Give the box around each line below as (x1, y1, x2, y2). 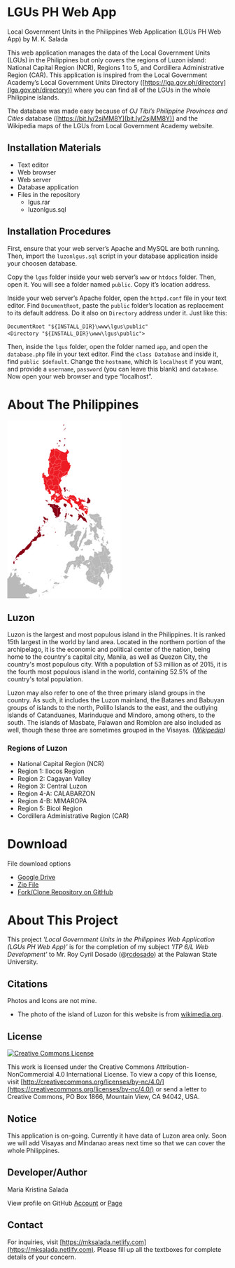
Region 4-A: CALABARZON (17, 789, 96, 798)
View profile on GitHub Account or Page (7, 1199, 122, 1207)
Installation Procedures (7, 226, 111, 238)
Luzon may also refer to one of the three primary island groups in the (7, 688, 206, 697)
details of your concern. (7, 1253, 76, 1261)
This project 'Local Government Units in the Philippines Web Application (7, 935, 215, 943)
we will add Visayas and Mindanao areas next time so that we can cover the (7, 1138, 226, 1147)
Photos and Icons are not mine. (7, 997, 97, 1005)
